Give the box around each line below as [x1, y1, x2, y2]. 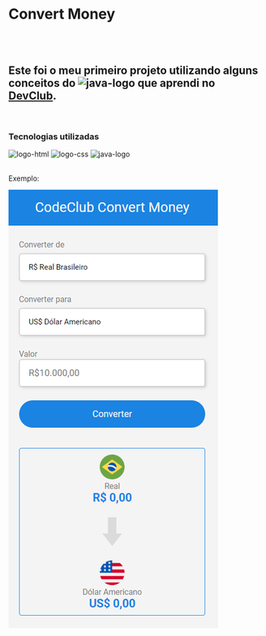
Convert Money [8, 5, 116, 23]
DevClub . [8, 89, 57, 103]
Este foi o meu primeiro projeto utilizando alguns [8, 64, 259, 78]
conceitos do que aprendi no [8, 76, 216, 90]
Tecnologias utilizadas [8, 130, 100, 142]
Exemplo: [8, 173, 40, 183]
